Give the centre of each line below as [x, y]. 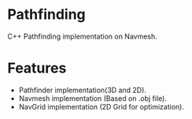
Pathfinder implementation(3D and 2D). [83, 90]
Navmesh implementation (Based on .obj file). [92, 98]
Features [37, 68]
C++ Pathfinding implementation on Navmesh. [83, 36]
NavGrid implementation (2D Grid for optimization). [101, 106]
